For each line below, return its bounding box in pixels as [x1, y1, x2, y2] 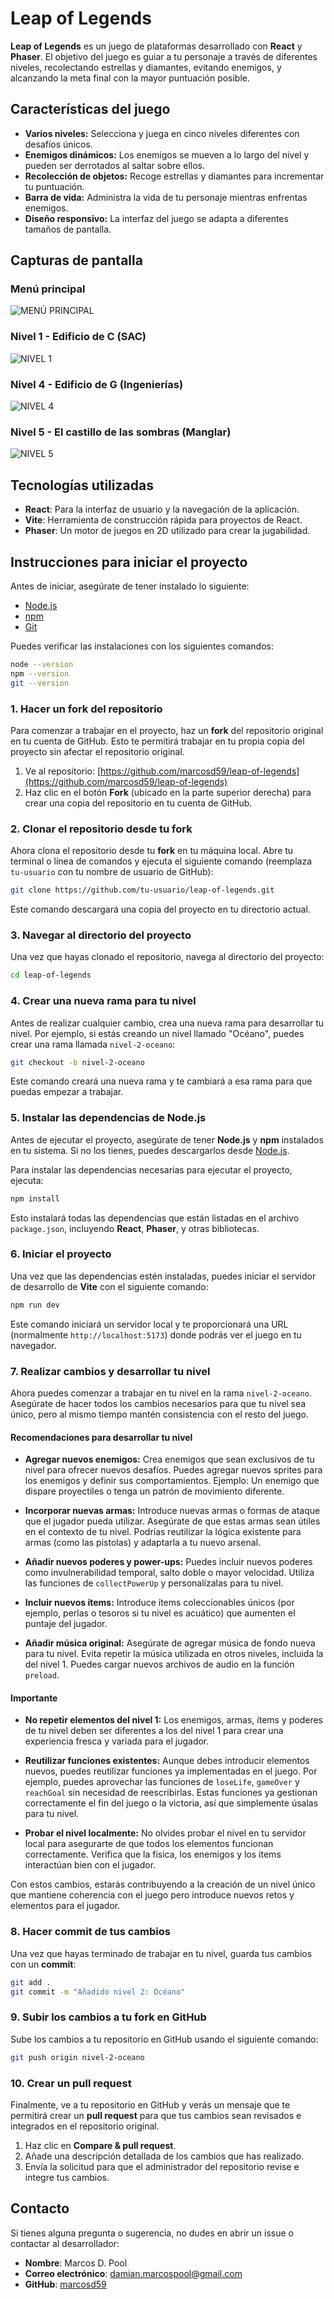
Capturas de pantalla [10, 252, 143, 269]
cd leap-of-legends [10, 970, 92, 981]
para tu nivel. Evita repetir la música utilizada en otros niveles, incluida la [24, 1648, 324, 1660]
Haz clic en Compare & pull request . [24, 2139, 177, 2151]
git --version [10, 678, 70, 688]
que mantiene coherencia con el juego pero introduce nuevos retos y [10, 1889, 295, 1901]
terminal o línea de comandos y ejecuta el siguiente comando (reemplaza [10, 855, 313, 867]
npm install [10, 1193, 60, 1204]
